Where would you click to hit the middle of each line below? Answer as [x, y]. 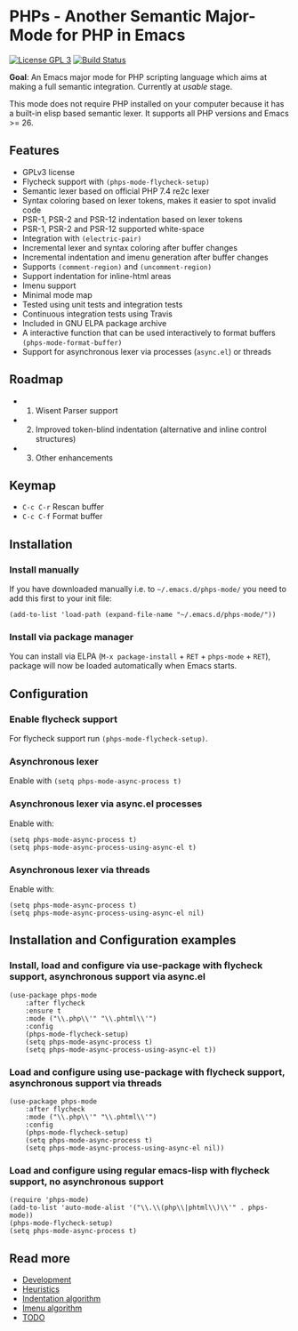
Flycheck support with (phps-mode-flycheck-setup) [116, 181]
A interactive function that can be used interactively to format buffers [149, 333]
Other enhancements [74, 457]
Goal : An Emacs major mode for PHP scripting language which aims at [138, 76]
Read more [40, 1259]
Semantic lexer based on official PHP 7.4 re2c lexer [116, 191]
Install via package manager [72, 637]
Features [34, 151]
